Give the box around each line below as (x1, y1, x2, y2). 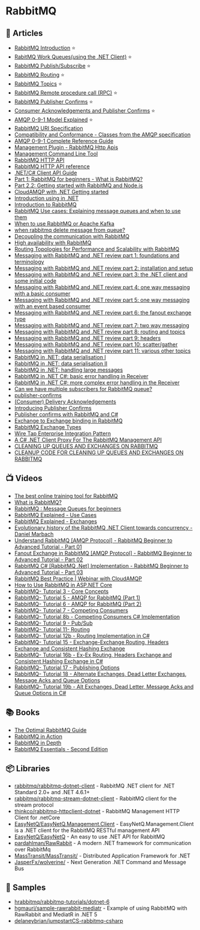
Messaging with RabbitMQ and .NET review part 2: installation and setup (14, 265, 193, 272)
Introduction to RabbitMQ (14, 201, 77, 208)
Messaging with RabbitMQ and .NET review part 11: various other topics (14, 347, 191, 354)
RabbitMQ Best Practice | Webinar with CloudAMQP (14, 575, 142, 582)
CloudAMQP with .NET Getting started (14, 189, 109, 195)
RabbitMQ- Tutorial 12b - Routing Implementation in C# (14, 632, 150, 639)
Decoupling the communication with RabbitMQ (14, 233, 130, 240)
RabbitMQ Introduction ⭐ (14, 44, 76, 51)
